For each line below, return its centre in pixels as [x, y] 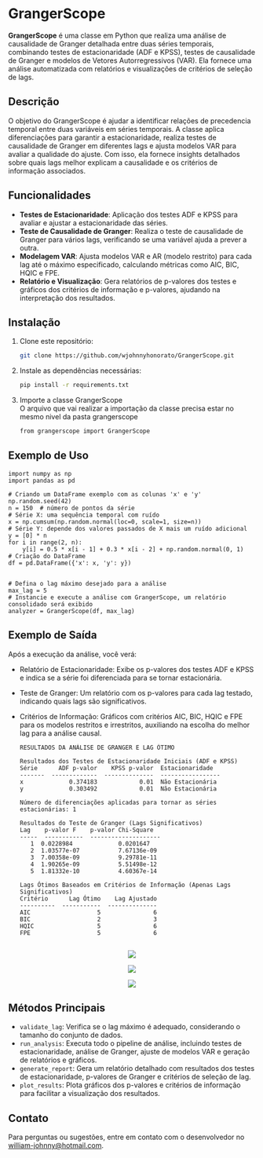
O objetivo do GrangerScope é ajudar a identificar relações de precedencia [130, 121]
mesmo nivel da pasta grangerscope [79, 417]
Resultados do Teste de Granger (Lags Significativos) [111, 823]
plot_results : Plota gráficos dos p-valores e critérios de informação [130, 1085]
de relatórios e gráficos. [58, 1060]
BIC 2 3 [88, 919]
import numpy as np [40, 473]
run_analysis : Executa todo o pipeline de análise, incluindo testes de [130, 1043]
